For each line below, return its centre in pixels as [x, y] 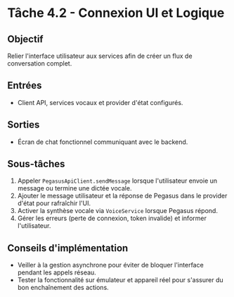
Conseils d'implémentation [68, 248]
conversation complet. [40, 63]
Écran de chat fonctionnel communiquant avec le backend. [103, 142]
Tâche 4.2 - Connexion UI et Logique [116, 13]
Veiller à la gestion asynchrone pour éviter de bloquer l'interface [110, 265]
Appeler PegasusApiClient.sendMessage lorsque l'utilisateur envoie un [117, 181]
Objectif [25, 39]
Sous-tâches [36, 164]
